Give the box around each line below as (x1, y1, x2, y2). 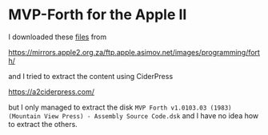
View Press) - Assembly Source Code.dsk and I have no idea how (43, 110, 259, 121)
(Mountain (8, 112, 42, 121)
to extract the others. (8, 119, 78, 129)
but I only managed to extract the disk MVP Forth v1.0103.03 (8, 102, 207, 112)
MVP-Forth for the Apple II (8, 6, 187, 24)
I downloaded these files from (8, 32, 107, 42)
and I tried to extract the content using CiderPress (8, 71, 174, 81)
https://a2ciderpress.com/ (8, 86, 94, 97)
